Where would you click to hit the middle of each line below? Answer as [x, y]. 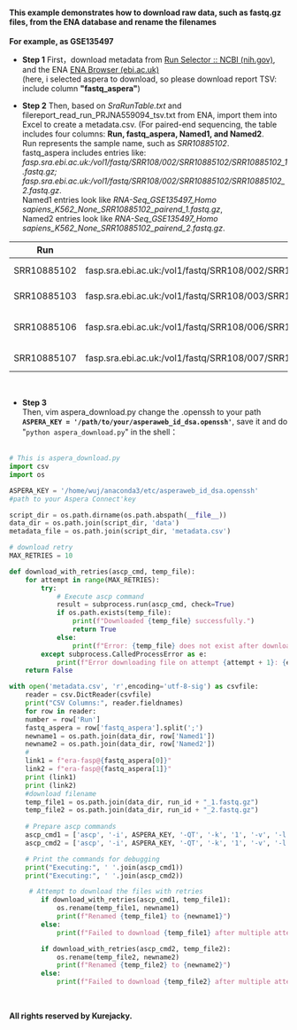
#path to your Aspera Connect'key [73, 499]
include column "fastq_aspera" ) [81, 89]
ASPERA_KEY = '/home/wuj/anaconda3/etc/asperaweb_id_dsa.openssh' [134, 491]
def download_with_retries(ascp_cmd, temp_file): [103, 572]
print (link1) [51, 777]
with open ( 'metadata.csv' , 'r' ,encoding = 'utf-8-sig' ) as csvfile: [134, 687]
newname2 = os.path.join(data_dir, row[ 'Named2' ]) [120, 745]
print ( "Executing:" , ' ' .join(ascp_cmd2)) [104, 876]
